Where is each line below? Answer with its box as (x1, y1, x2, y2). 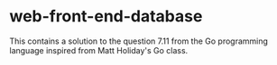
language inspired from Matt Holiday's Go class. (9, 45, 189, 55)
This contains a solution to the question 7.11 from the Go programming (9, 36, 269, 46)
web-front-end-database (9, 6, 203, 27)
